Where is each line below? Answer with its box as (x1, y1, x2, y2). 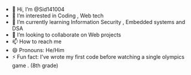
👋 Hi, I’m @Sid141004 (11, 6, 65, 13)
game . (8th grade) (11, 62, 59, 69)
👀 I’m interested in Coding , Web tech (11, 12, 104, 19)
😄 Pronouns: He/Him (11, 47, 65, 53)
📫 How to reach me (11, 38, 62, 45)
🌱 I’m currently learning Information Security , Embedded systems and (11, 19, 186, 25)
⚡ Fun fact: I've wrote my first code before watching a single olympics (11, 53, 184, 60)
